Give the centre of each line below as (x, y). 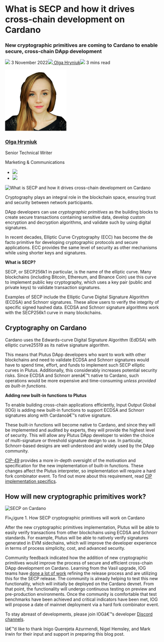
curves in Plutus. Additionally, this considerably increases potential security (81, 370)
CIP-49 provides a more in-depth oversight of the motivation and (70, 460)
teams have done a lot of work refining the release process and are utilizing (81, 573)
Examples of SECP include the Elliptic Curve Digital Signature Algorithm (77, 297)
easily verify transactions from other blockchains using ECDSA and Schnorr (81, 533)
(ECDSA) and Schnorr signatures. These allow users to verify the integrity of (82, 302)
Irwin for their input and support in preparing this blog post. (65, 634)
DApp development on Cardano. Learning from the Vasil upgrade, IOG (75, 568)
